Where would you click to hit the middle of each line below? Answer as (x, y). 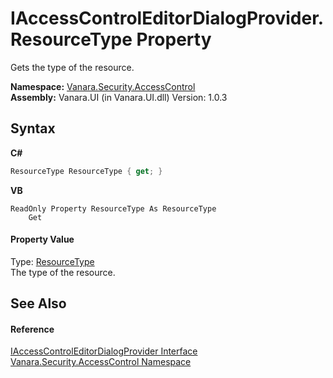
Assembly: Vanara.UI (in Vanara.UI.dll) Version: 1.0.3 (119, 97)
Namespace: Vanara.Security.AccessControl (103, 86)
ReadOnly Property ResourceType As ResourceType (113, 208)
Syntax (33, 128)
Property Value (42, 239)
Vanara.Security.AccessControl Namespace (101, 362)
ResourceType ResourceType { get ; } (86, 171)
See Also (38, 303)
